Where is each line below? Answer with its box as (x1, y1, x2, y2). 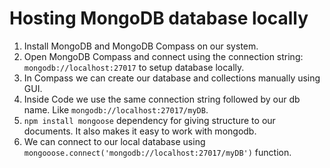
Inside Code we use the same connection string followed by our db (23, 93, 301, 105)
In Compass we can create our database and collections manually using (23, 72, 321, 84)
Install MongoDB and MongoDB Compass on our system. (23, 40, 259, 52)
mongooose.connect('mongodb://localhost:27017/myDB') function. (23, 146, 292, 158)
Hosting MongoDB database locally (9, 7, 309, 30)
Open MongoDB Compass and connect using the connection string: (23, 50, 304, 62)
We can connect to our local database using (23, 135, 206, 147)
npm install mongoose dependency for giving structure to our (23, 114, 276, 126)
